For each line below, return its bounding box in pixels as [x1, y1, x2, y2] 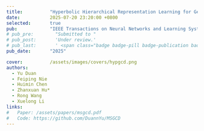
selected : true [6, 20, 61, 26]
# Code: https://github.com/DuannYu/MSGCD [6, 115, 121, 121]
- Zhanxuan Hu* [12, 87, 50, 94]
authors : [6, 65, 29, 71]
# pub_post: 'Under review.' [6, 37, 97, 43]
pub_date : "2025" [6, 48, 67, 54]
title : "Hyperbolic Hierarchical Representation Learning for [6, 8, 191, 15]
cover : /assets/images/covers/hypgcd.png [6, 59, 137, 65]
